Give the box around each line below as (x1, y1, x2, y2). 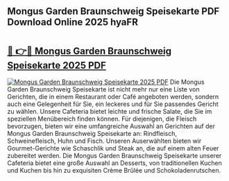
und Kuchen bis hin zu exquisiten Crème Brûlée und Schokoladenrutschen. (7, 166, 221, 174)
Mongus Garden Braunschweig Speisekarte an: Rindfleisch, (7, 130, 177, 137)
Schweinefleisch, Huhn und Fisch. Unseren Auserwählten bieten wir (7, 137, 202, 145)
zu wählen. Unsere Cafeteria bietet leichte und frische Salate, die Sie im (7, 107, 212, 115)
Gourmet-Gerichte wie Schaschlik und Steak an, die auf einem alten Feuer (7, 144, 219, 152)
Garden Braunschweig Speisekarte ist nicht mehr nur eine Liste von (7, 85, 200, 93)
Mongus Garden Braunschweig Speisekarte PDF (7, 6, 220, 17)
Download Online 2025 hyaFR (7, 17, 139, 28)
